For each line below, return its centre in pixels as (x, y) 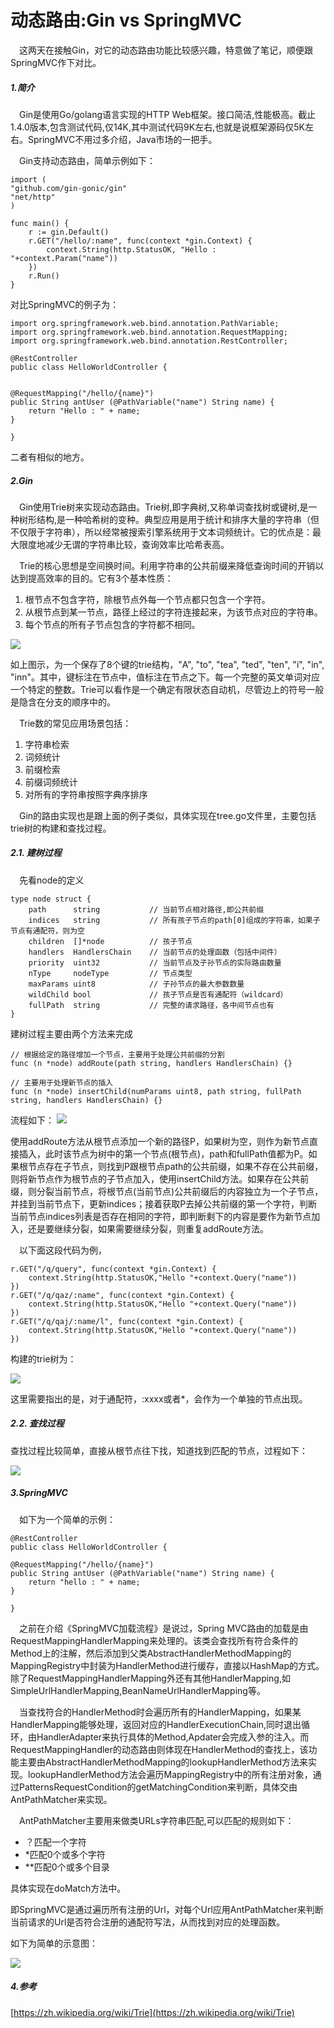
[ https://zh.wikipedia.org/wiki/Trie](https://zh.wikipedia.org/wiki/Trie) (152, 2012)
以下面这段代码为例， (63, 1250)
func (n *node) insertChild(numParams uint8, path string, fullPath (156, 1091)
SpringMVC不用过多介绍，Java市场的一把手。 (122, 139)
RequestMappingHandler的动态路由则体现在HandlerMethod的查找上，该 (159, 1749)
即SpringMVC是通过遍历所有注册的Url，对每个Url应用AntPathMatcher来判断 (167, 1909)
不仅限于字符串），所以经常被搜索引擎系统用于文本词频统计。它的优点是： (161, 532)
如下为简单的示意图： (54, 1943)
